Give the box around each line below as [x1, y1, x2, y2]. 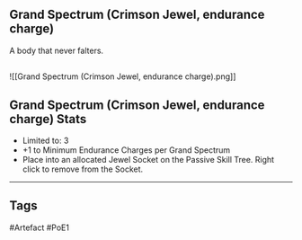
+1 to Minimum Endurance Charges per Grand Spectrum [22, 145, 231, 156]
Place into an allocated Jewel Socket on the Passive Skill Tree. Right [22, 155, 275, 165]
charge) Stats [9, 111, 87, 127]
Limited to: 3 [22, 135, 69, 147]
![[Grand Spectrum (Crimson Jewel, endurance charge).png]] [9, 71, 236, 82]
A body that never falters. [9, 45, 104, 56]
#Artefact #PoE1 [9, 222, 70, 233]
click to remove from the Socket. [22, 164, 144, 174]
